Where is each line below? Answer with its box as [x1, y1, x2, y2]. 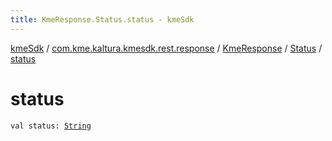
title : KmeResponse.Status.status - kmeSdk [10, 14, 195, 25]
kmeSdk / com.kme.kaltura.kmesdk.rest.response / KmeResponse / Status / [10, 42, 323, 54]
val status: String [10, 121, 92, 131]
